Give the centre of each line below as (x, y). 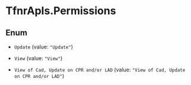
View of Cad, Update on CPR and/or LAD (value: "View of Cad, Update (100, 70)
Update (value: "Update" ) (44, 47)
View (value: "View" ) (38, 58)
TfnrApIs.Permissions (61, 11)
